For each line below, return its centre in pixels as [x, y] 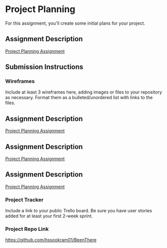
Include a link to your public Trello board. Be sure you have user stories [78, 211]
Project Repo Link [27, 229]
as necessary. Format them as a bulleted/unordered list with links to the [79, 98]
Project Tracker [24, 200]
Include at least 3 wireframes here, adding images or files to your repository [83, 92]
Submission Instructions [44, 67]
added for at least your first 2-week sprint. [49, 216]
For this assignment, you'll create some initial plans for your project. [75, 23]
